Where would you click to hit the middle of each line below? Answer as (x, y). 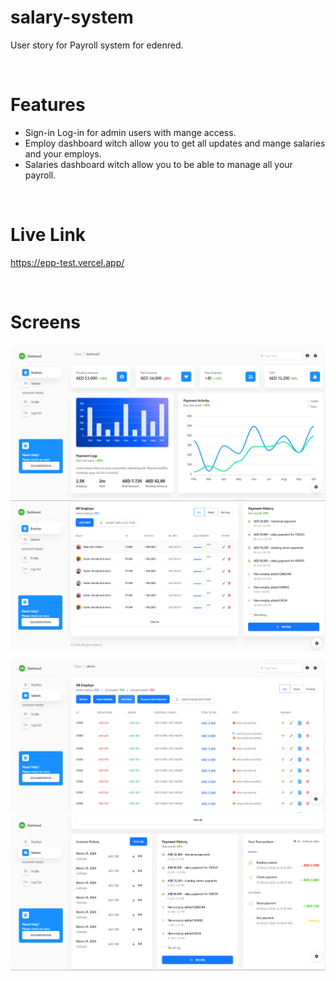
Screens (45, 322)
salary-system (72, 17)
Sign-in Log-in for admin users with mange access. (130, 132)
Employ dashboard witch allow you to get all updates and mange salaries (175, 143)
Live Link (48, 235)
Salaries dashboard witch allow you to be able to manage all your (158, 164)
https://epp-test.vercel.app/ (67, 262)
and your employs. (63, 153)
